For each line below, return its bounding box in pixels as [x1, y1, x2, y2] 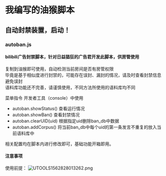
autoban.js [5, 41, 32, 48]
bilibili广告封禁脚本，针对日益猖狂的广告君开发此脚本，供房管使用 [5, 54, 140, 60]
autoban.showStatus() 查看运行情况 [12, 105, 85, 112]
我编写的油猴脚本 [5, 4, 75, 16]
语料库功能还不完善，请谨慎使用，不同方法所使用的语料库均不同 [5, 84, 135, 90]
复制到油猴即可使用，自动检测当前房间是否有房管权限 [5, 65, 114, 72]
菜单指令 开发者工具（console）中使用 [5, 95, 83, 101]
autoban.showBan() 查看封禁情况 [12, 112, 80, 117]
